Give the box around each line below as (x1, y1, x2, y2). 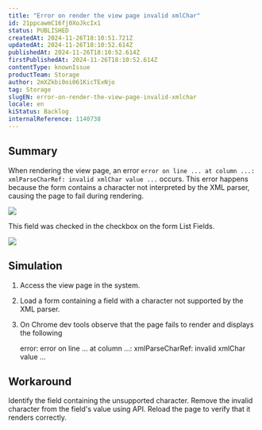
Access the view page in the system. (19, 280, 141, 290)
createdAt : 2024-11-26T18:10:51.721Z (8, 33, 133, 42)
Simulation (8, 259, 63, 273)
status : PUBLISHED (8, 26, 69, 34)
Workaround (8, 374, 72, 388)
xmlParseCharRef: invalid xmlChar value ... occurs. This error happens (8, 174, 249, 184)
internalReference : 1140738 (8, 115, 102, 123)
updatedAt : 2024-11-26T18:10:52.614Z (8, 41, 133, 49)
